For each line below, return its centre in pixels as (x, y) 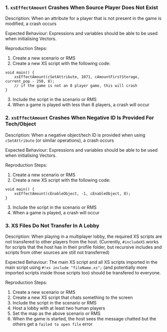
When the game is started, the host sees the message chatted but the (84, 318)
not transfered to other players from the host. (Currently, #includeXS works (82, 241)
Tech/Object (21, 124)
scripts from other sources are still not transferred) (57, 252)
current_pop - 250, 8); (30, 82)
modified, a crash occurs (31, 24)
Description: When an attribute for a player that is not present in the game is (83, 19)
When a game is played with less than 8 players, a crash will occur (81, 105)
